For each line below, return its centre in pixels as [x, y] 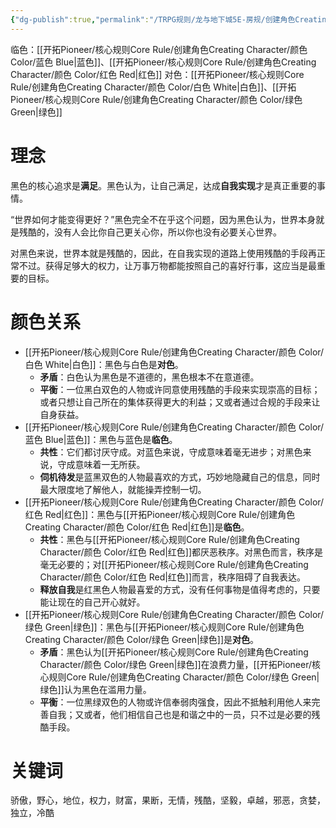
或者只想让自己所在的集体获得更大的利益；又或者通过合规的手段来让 [180, 402]
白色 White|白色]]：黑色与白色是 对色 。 [104, 364]
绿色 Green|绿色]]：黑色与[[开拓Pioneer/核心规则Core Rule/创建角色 [164, 627]
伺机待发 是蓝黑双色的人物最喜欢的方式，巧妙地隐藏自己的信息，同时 [180, 477]
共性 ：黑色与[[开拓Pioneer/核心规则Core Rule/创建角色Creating [169, 539]
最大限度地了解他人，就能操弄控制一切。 [123, 489]
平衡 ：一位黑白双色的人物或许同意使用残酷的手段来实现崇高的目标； [180, 389]
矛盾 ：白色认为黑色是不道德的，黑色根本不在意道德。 [149, 377]
